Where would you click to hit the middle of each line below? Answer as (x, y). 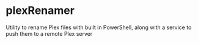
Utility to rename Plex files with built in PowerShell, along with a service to (99, 27)
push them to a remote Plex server (49, 33)
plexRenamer (40, 11)
